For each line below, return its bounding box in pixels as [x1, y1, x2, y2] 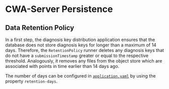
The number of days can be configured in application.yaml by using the [5, 73, 156, 78]
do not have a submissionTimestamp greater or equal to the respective [5, 52, 149, 58]
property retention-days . [5, 78, 58, 84]
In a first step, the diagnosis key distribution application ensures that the [5, 36, 155, 42]
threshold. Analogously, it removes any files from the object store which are [5, 58, 162, 63]
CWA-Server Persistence [5, 3, 113, 15]
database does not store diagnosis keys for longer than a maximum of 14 [5, 42, 156, 48]
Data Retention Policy [5, 23, 75, 32]
